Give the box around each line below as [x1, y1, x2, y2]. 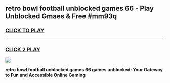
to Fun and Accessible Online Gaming [5, 72, 86, 78]
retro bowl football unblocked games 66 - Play [5, 4, 154, 13]
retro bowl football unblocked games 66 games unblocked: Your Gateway [5, 66, 163, 72]
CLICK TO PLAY [5, 27, 45, 34]
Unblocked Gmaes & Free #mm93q [5, 12, 117, 21]
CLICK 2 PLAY [5, 46, 40, 53]
